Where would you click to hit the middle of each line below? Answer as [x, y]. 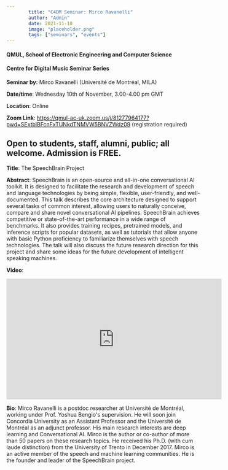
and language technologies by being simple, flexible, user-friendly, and [96, 193]
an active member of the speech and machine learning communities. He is [100, 453]
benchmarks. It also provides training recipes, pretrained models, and [94, 225]
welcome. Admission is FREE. [64, 153]
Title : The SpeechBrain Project [45, 168]
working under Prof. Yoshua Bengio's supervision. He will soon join [91, 414]
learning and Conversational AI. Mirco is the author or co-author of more [98, 434]
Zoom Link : [21, 118]
